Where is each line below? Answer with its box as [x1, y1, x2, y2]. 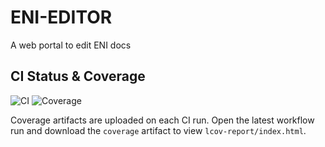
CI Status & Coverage [10, 68, 146, 85]
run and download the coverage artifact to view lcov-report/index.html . [10, 124, 307, 136]
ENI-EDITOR [10, 6, 113, 29]
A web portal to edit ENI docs [10, 39, 132, 51]
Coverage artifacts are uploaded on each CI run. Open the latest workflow [10, 114, 315, 126]
